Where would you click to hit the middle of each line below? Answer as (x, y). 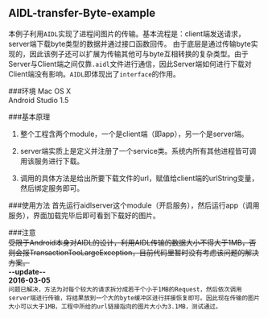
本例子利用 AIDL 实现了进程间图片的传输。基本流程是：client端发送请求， (127, 33)
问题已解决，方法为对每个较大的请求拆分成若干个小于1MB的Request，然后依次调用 (125, 289)
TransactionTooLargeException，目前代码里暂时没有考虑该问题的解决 (144, 252)
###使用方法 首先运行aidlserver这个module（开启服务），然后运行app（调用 (134, 205)
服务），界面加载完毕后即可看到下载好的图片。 (84, 215)
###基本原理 (29, 117)
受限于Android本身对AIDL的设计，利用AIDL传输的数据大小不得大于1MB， (129, 242)
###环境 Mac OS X (40, 91)
